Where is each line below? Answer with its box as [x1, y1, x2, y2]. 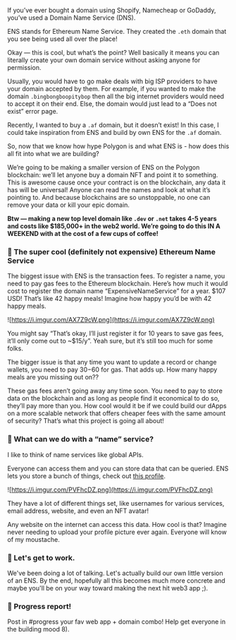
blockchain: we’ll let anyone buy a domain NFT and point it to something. [7, 171, 218, 179]
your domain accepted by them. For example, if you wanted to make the [7, 85, 216, 93]
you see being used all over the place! [7, 35, 118, 43]
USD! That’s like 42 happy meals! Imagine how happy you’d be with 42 [7, 295, 212, 303]
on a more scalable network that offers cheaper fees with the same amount [7, 409, 226, 417]
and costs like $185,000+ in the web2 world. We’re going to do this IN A [7, 222, 221, 230]
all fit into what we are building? [7, 150, 100, 158]
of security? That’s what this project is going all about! [7, 417, 164, 425]
